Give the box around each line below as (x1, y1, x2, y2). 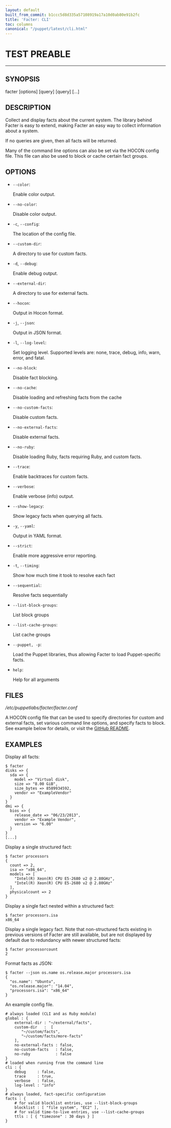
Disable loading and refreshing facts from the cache (12, 394, 122, 400)
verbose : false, (14, 1079, 56, 1084)
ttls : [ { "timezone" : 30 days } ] (14, 1114, 95, 1119)
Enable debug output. (12, 270, 59, 276)
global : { (5, 1016, 28, 1021)
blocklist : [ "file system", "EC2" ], (14, 1105, 99, 1110)
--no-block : (12, 364, 37, 370)
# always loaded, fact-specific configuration (5, 1092, 106, 1097)
